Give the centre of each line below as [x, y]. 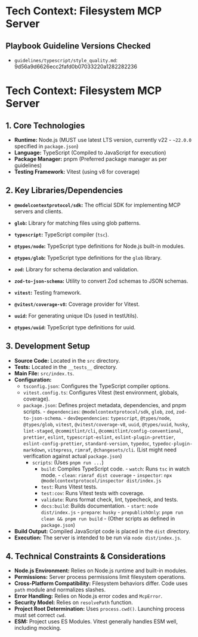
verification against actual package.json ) [73, 456]
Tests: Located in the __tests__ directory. [66, 367]
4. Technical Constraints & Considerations [86, 556]
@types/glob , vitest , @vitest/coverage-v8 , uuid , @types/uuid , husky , [106, 424]
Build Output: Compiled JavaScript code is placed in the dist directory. [102, 531]
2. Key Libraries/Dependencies [64, 191]
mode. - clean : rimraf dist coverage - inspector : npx [106, 475]
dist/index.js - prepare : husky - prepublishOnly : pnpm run [112, 512]
